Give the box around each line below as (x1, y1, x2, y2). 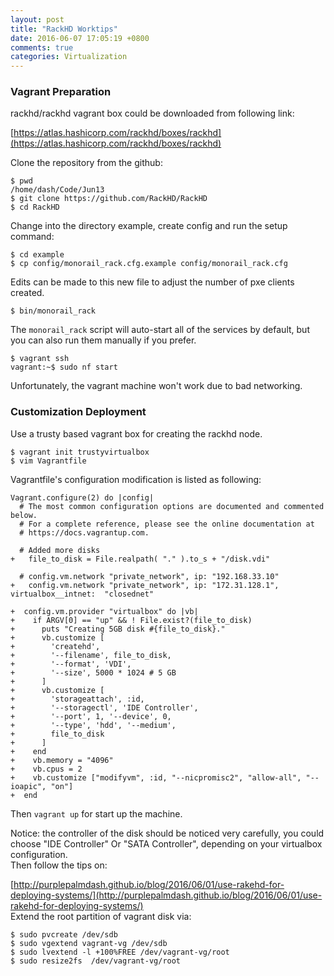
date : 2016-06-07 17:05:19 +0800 (10, 33, 150, 43)
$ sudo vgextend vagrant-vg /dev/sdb (10, 938, 168, 948)
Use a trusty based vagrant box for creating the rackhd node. (10, 427, 263, 440)
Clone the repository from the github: (10, 157, 163, 169)
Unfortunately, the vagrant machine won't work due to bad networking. (10, 380, 303, 392)
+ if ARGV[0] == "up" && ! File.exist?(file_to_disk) (10, 615, 253, 625)
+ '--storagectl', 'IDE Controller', (10, 702, 199, 713)
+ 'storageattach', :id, (10, 694, 145, 704)
